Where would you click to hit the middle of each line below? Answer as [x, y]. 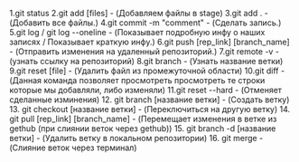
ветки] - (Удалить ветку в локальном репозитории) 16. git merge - [136, 138]
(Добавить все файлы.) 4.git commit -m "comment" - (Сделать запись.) [145, 23]
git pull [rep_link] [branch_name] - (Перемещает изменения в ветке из [143, 119]
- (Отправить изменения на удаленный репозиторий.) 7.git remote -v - [145, 52]
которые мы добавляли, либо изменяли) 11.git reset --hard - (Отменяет [146, 90]
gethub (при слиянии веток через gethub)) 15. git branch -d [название [143, 129]
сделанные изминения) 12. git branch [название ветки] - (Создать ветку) [149, 100]
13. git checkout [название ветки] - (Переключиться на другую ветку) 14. [150, 109]
